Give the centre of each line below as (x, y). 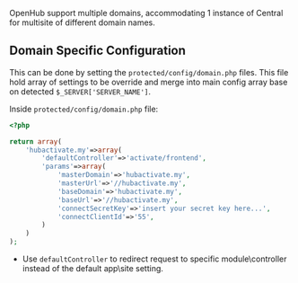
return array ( (36, 141)
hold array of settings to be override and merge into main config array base (149, 82)
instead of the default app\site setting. (93, 269)
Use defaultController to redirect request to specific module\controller (154, 259)
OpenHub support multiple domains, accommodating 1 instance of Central (146, 13)
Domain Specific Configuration (98, 51)
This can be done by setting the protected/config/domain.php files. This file (149, 72)
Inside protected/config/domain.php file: (84, 109)
